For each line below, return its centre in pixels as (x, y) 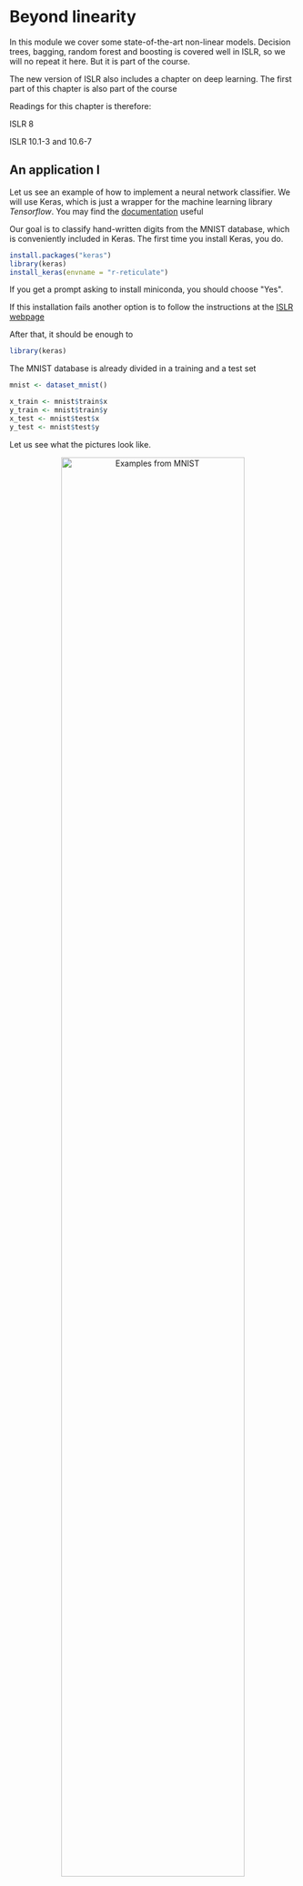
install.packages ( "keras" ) (61, 255)
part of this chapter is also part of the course (93, 88)
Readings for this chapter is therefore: (81, 106)
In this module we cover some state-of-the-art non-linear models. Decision (150, 42)
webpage (27, 317)
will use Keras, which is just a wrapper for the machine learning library (141, 201)
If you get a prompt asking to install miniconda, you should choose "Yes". (146, 289)
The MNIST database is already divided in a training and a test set (133, 368)
